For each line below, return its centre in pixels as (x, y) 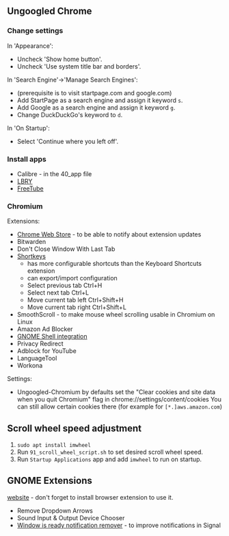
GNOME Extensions (50, 481)
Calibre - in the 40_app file (54, 173)
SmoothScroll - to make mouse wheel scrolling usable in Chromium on (116, 315)
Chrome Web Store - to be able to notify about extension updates (109, 234)
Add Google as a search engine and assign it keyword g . (96, 107)
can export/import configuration (72, 278)
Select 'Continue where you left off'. (68, 141)
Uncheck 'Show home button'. (59, 59)
